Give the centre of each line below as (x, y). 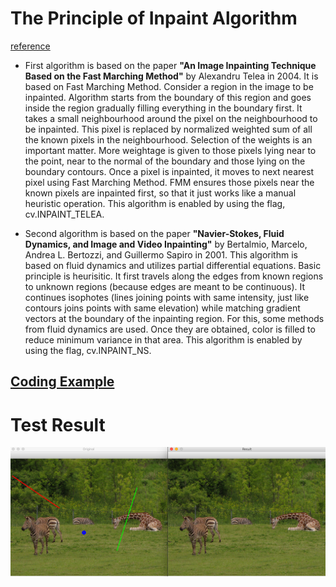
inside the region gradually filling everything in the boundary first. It (163, 108)
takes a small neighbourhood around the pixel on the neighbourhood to (171, 118)
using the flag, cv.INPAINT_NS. (88, 350)
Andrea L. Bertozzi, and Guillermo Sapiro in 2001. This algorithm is (161, 254)
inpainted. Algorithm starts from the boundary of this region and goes (168, 97)
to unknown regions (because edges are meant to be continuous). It (164, 286)
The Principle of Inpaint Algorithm (154, 18)
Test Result (58, 424)
